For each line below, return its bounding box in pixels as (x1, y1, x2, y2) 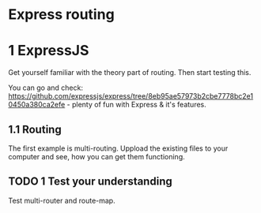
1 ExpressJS (8, 42, 89, 60)
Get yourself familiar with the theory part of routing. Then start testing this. (8, 68, 252, 77)
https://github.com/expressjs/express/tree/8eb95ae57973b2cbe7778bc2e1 (8, 92, 254, 101)
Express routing (8, 6, 115, 24)
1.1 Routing (8, 122, 62, 136)
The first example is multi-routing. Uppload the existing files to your (8, 144, 229, 153)
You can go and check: (8, 83, 83, 92)
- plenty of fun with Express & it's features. (66, 100, 207, 110)
